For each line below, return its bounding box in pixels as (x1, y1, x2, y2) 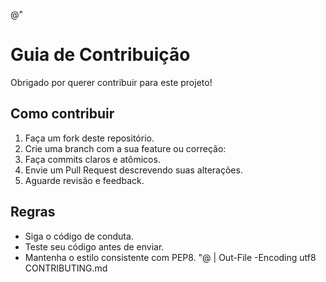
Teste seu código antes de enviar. (24, 240, 165, 253)
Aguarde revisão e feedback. (24, 174, 145, 186)
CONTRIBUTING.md (24, 262, 108, 274)
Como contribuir (10, 105, 115, 123)
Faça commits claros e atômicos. (24, 153, 161, 165)
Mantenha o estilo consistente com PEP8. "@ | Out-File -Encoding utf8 (24, 251, 317, 263)
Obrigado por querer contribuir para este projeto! (10, 76, 213, 88)
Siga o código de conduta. (24, 230, 134, 242)
